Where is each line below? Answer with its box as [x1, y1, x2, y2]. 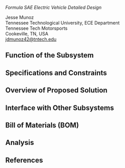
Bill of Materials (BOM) [5, 121, 79, 129]
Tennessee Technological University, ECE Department [5, 20, 120, 26]
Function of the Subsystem [5, 51, 94, 60]
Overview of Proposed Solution [5, 86, 108, 95]
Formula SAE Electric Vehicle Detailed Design [5, 5, 102, 10]
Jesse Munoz [5, 14, 34, 20]
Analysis [5, 138, 34, 147]
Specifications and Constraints [5, 68, 107, 77]
